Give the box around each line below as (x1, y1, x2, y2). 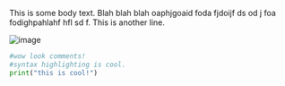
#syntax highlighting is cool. (9, 60, 126, 69)
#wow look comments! (9, 52, 87, 61)
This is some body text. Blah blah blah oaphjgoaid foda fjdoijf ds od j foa (9, 8, 276, 18)
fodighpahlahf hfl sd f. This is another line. (9, 17, 166, 28)
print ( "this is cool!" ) (9, 68, 99, 77)
